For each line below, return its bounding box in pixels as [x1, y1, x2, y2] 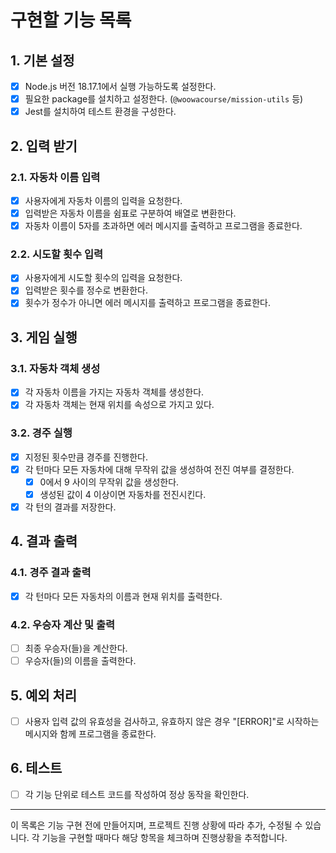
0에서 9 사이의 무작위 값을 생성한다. [39, 476, 180, 488]
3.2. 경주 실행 [10, 426, 73, 440]
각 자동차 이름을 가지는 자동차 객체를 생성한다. [24, 386, 205, 398]
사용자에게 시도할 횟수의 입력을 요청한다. [24, 272, 183, 284]
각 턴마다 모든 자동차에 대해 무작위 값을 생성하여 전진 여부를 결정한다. [24, 463, 295, 475]
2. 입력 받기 [10, 137, 78, 155]
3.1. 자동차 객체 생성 [10, 361, 101, 375]
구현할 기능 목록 [10, 9, 132, 32]
